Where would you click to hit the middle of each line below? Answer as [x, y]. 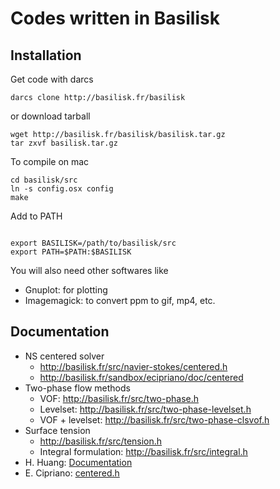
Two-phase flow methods [77, 388]
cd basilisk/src [44, 180]
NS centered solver [64, 356]
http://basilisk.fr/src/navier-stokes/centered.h [133, 366]
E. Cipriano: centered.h [72, 473]
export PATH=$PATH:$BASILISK [71, 252]
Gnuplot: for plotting [66, 290]
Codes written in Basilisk [115, 18]
